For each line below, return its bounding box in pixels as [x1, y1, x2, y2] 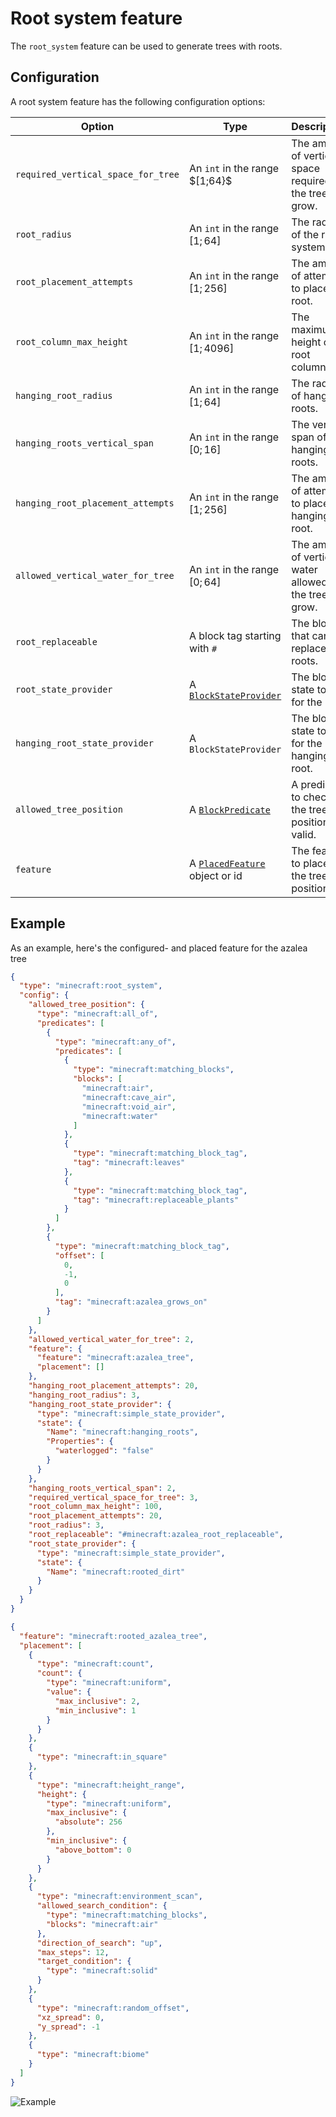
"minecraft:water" [81, 1111, 159, 1121]
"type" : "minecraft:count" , [36, 1659, 155, 1669]
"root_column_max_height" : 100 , [28, 1502, 163, 1512]
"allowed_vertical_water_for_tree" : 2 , [28, 1334, 195, 1344]
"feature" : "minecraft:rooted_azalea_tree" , [19, 1631, 208, 1641]
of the [291, 227, 320, 241]
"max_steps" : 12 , [36, 1947, 110, 1957]
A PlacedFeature [188, 856, 266, 870]
